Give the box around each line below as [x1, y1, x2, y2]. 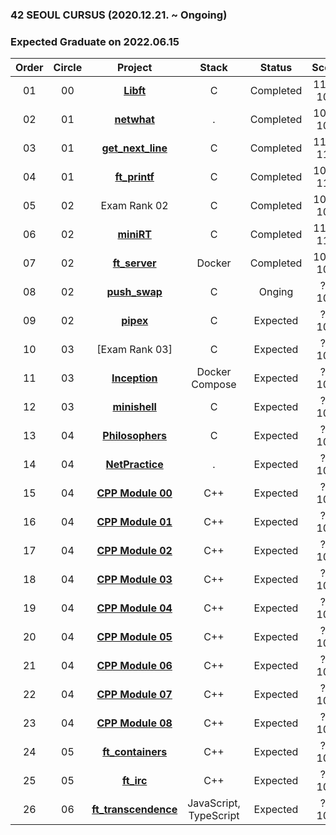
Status [259, 61, 293, 75]
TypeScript [188, 809, 240, 823]
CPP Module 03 [96, 573, 173, 587]
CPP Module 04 [96, 601, 173, 615]
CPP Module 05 [96, 630, 173, 644]
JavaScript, [187, 796, 241, 810]
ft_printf [114, 170, 155, 184]
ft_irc [122, 774, 148, 788]
